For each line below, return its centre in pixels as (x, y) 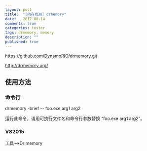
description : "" (22, 38)
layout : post (18, 10)
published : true (22, 42)
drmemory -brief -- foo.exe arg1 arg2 (43, 109)
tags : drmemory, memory (30, 33)
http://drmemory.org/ (27, 65)
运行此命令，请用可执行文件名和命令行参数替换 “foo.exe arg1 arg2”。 (75, 118)
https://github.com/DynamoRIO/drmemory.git (51, 56)
